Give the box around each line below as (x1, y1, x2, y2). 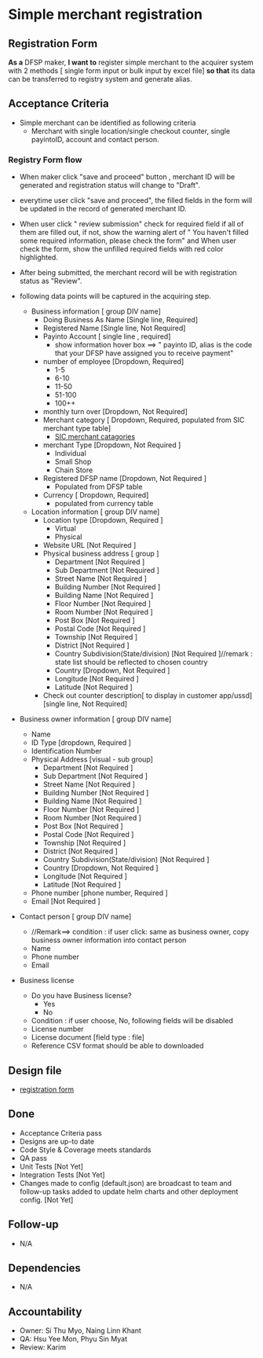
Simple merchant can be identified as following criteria (19, 118, 196, 127)
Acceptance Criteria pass (19, 1128, 102, 1137)
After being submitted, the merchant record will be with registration (19, 268, 237, 277)
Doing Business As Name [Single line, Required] (42, 315, 199, 325)
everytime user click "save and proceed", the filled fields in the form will (19, 196, 253, 205)
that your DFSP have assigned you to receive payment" (54, 348, 234, 358)
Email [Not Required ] (31, 897, 100, 906)
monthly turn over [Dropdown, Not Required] (42, 407, 188, 417)
